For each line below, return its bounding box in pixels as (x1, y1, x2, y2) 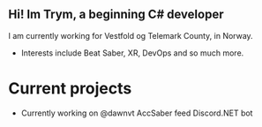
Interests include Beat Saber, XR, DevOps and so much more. (20, 48, 244, 58)
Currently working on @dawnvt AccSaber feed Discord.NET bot (20, 108, 253, 118)
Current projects (8, 78, 132, 98)
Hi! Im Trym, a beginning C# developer (8, 7, 224, 22)
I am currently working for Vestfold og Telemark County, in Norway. (8, 30, 253, 41)
